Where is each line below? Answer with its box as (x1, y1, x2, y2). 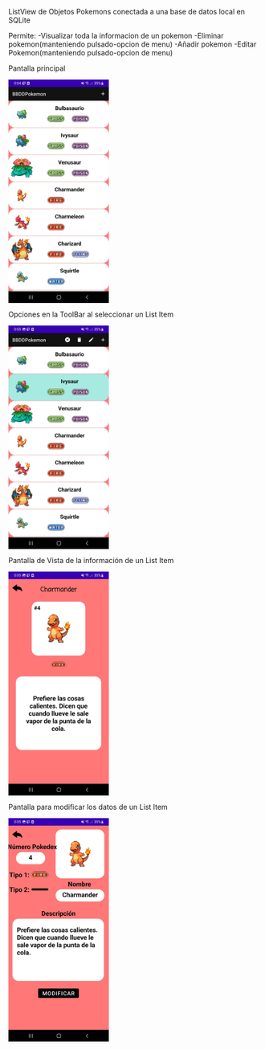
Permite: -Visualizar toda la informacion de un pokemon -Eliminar (8, 31, 224, 40)
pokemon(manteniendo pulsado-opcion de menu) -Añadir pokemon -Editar (8, 39, 257, 49)
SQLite (8, 15, 31, 25)
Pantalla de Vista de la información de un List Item (8, 556, 174, 566)
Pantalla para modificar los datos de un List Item (8, 802, 169, 811)
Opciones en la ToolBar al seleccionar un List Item (8, 309, 174, 320)
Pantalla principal (8, 63, 66, 73)
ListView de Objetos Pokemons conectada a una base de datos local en (8, 7, 245, 16)
